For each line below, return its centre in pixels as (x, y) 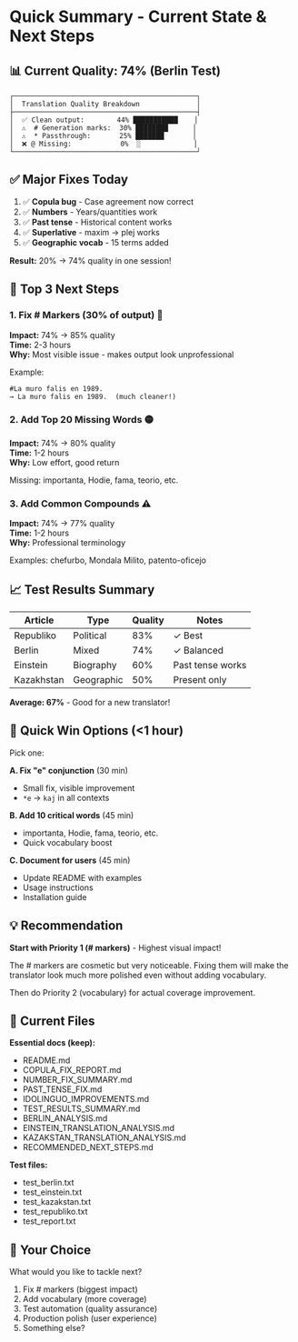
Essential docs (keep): (52, 1043)
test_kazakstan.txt (57, 1202)
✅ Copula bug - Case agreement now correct (108, 201)
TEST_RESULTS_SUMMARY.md (81, 1109)
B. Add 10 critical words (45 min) (72, 815)
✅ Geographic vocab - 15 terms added (96, 242)
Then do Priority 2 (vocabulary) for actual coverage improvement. (133, 992)
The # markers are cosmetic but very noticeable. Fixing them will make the (149, 965)
